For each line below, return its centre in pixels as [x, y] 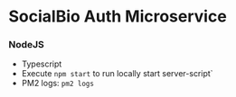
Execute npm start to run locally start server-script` [117, 74]
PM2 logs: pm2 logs [57, 84]
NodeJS [26, 45]
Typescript [42, 64]
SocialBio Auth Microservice [118, 17]
